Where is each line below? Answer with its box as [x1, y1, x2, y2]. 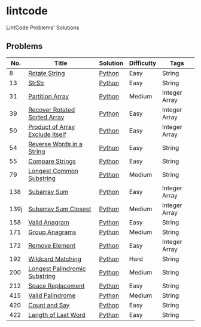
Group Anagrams [28, 228, 77, 236]
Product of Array [28, 122, 75, 131]
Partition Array [28, 92, 69, 100]
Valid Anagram [28, 218, 70, 226]
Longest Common [28, 166, 79, 175]
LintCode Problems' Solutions [6, 24, 80, 31]
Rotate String [28, 69, 65, 77]
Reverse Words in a [28, 140, 83, 148]
